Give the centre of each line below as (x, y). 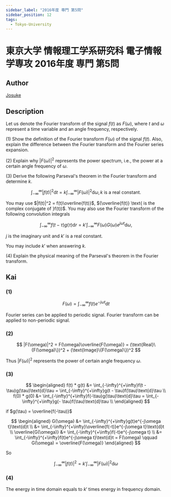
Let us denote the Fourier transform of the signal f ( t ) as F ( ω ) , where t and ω (85, 124)
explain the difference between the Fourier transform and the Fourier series (85, 145)
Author (17, 83)
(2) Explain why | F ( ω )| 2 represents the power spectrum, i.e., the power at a (84, 160)
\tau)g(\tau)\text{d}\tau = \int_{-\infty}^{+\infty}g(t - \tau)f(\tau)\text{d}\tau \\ (86, 391)
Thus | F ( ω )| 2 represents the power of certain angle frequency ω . (74, 360)
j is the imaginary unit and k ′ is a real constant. (54, 236)
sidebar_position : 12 (29, 15)
